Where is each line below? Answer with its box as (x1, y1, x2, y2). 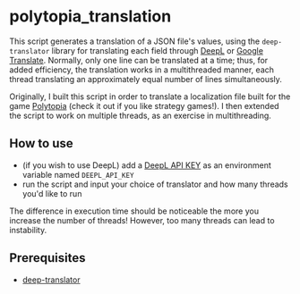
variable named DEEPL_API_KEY (21, 169, 134, 180)
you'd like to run (21, 188, 82, 198)
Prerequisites (9, 250, 86, 265)
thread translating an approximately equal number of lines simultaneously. (9, 73, 282, 84)
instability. (9, 224, 47, 235)
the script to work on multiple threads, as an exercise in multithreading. (9, 110, 271, 121)
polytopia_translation (9, 6, 172, 27)
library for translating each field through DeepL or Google (51, 45, 264, 55)
